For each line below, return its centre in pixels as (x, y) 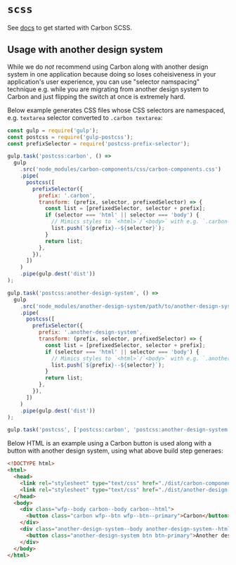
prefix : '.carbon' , (67, 195)
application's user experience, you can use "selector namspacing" (104, 82)
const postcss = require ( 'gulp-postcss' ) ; (70, 137)
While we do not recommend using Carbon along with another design (108, 67)
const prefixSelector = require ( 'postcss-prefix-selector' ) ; (99, 143)
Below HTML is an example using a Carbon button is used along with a (110, 443)
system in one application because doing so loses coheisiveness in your (112, 74)
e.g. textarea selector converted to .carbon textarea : (85, 117)
